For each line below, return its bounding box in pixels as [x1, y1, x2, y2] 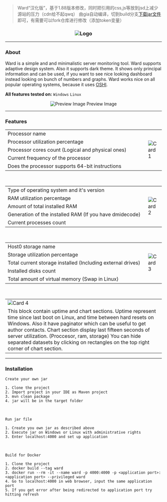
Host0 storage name [7, 243, 56, 250]
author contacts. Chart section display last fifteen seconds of [7, 326, 150, 333]
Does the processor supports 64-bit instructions [7, 162, 122, 169]
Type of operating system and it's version [7, 187, 105, 194]
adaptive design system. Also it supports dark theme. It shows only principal [5, 65, 162, 71]
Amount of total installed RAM [7, 203, 78, 210]
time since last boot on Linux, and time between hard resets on [7, 314, 154, 321]
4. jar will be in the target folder [5, 399, 83, 404]
